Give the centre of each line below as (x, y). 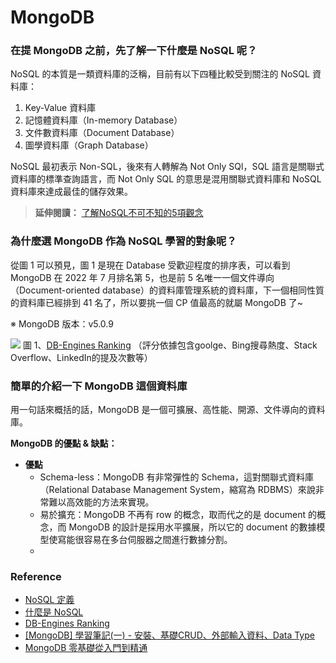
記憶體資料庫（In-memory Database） (103, 120)
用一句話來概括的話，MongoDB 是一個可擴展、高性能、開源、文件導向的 (159, 410)
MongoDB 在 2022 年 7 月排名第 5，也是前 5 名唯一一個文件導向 (142, 277)
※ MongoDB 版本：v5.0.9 (62, 323)
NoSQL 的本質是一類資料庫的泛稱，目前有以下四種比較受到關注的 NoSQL (160, 74)
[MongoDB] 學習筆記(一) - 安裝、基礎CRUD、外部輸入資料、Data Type (169, 635)
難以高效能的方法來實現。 (101, 502)
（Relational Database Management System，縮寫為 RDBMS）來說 (177, 490)
